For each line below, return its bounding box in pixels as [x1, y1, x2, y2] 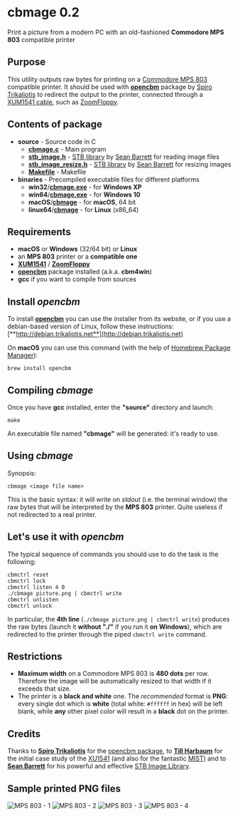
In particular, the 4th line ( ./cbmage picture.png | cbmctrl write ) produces [7, 614, 230, 623]
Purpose [7, 56, 46, 68]
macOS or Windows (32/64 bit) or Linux [17, 245, 137, 253]
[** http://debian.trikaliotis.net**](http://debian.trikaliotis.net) [7, 330, 183, 338]
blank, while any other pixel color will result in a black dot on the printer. [17, 707, 229, 716]
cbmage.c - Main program [28, 145, 107, 153]
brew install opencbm [7, 365, 72, 372]
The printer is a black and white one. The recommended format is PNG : [17, 692, 229, 701]
